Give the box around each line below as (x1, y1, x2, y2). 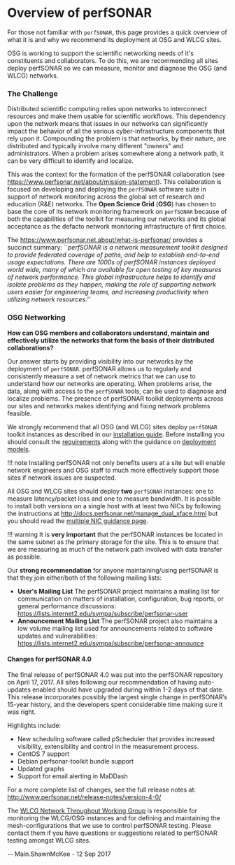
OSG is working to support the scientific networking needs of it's (7, 49, 194, 57)
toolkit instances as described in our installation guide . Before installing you (7, 430, 225, 438)
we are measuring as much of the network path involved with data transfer (7, 545, 222, 553)
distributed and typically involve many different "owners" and (7, 142, 184, 150)
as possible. (7, 552, 42, 561)
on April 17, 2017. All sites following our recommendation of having (7, 678, 197, 686)
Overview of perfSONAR (7, 5, 152, 21)
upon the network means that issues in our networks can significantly (7, 120, 208, 128)
